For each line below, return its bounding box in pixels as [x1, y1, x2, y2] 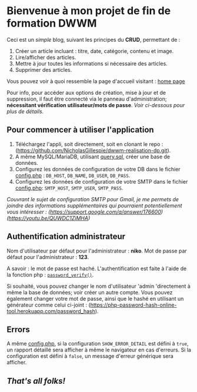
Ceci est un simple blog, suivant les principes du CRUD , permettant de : [6, 36, 181, 43]
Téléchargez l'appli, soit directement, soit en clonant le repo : [15, 140, 163, 148]
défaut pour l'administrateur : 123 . [6, 253, 89, 260]
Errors [6, 324, 30, 334]
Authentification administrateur [6, 231, 126, 242]
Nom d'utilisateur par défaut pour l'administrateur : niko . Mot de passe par [6, 247, 187, 254]
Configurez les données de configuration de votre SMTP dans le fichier [15, 178, 188, 185]
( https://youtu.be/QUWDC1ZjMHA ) [6, 214, 91, 221]
